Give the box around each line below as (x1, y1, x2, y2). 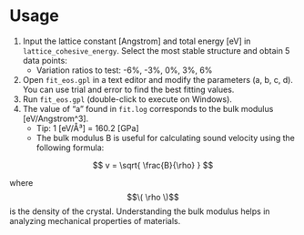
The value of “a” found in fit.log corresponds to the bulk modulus (22, 103, 274, 114)
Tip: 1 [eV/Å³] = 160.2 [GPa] (35, 122, 139, 133)
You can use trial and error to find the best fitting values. (22, 84, 235, 95)
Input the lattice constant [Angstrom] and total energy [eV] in (22, 36, 251, 46)
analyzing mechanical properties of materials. (9, 215, 181, 226)
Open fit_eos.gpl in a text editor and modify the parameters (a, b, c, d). (22, 74, 294, 85)
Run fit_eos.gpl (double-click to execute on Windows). (22, 93, 232, 105)
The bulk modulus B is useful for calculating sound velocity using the (35, 132, 296, 143)
